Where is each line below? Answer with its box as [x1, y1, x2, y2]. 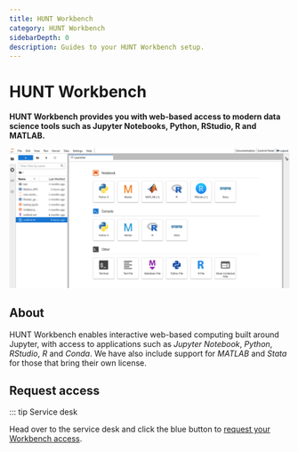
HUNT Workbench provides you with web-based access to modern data [9, 111, 281, 122]
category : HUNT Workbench [9, 23, 105, 33]
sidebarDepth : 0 [9, 33, 69, 42]
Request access [9, 383, 101, 398]
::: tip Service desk [9, 407, 78, 417]
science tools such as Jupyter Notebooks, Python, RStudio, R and [9, 121, 257, 132]
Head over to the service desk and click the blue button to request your [9, 424, 271, 435]
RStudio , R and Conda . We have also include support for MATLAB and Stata [9, 348, 287, 359]
